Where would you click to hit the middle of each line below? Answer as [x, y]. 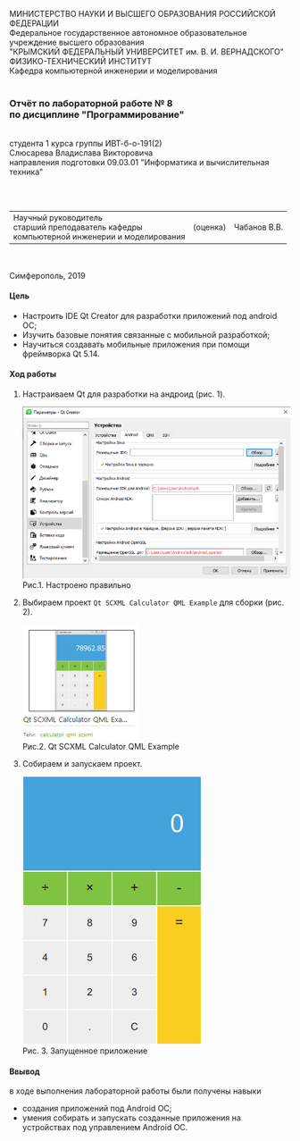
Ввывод [25, 1071]
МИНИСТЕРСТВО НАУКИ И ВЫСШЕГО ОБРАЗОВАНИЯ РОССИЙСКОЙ [143, 14]
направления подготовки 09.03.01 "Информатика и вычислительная [139, 163]
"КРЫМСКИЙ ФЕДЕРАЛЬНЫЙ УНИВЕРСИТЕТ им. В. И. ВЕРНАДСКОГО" [146, 52]
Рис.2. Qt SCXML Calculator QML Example [101, 746]
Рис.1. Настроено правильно [76, 584]
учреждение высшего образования [77, 42]
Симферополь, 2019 [48, 275]
